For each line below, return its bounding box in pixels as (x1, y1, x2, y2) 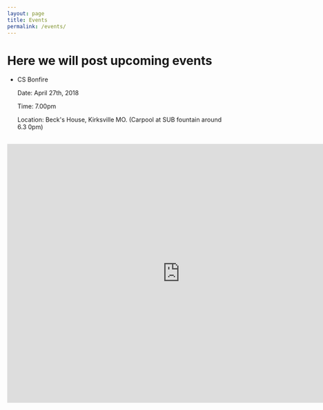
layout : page (7, 10, 45, 17)
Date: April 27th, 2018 (17, 89, 79, 97)
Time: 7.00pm (17, 102, 57, 110)
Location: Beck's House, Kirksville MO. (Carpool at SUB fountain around (17, 115, 222, 124)
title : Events (7, 17, 48, 23)
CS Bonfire (17, 75, 48, 84)
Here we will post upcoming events (7, 52, 213, 68)
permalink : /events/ (7, 23, 67, 30)
